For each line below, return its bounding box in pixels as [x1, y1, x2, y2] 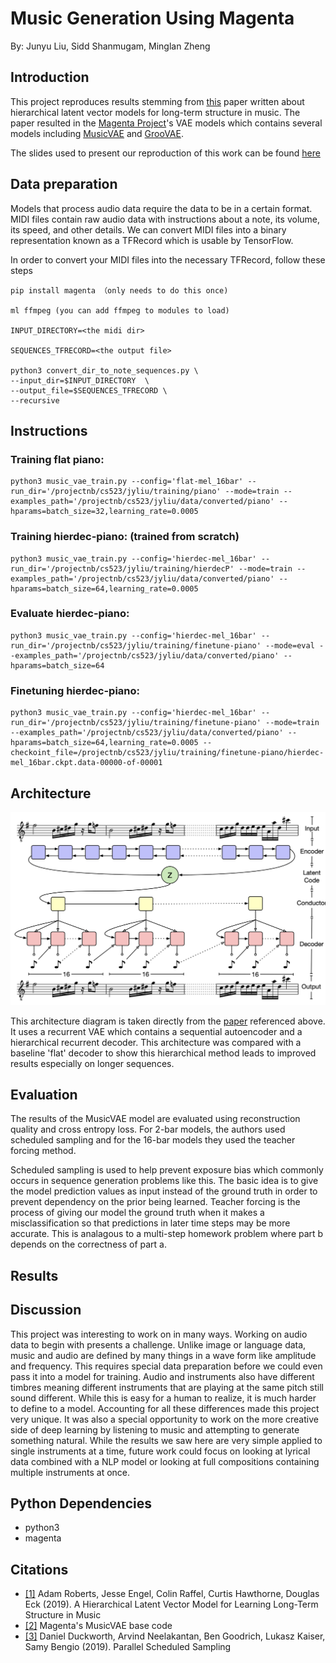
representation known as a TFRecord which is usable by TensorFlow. [10, 234, 294, 246]
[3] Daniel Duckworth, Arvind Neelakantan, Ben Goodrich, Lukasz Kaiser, [24, 1630, 326, 1642]
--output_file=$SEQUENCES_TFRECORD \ [10, 385, 168, 396]
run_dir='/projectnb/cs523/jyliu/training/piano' [10, 487, 222, 497]
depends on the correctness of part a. [10, 1238, 167, 1251]
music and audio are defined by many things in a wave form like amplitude [10, 1349, 317, 1361]
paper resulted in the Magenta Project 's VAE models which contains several [10, 117, 323, 129]
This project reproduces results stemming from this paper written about [10, 95, 305, 107]
